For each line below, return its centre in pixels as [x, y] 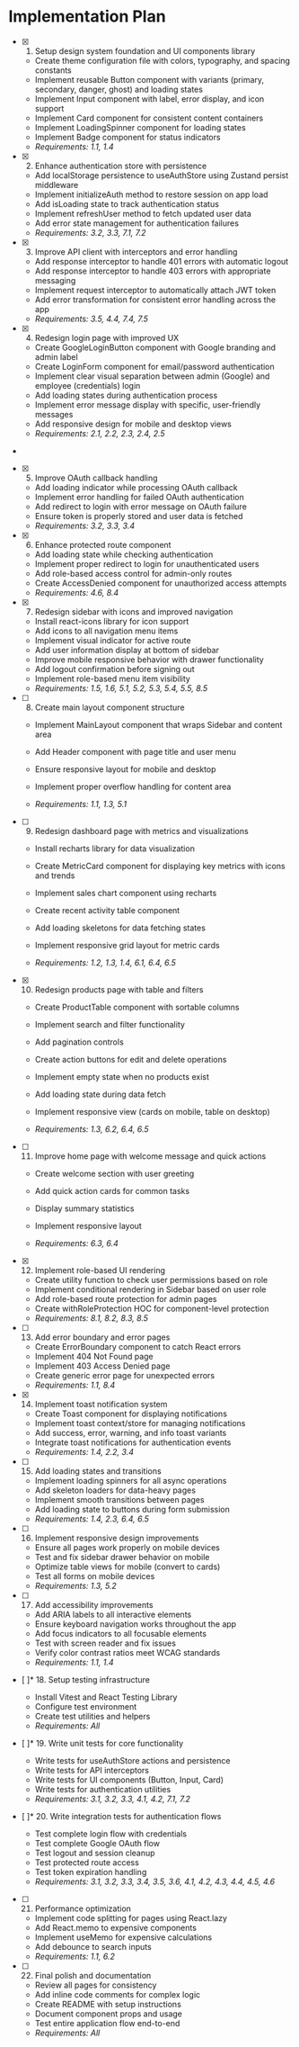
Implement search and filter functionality [110, 1024]
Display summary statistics [84, 1208]
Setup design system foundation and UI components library [145, 50]
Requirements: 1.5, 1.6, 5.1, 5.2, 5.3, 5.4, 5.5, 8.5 [121, 688]
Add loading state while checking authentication [124, 554]
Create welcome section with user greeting [114, 1173]
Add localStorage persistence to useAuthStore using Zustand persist [162, 175]
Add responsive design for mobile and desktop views [133, 424]
